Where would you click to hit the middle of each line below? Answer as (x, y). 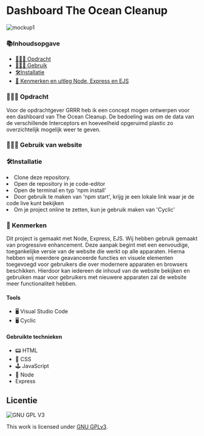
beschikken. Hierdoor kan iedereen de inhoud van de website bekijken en (98, 271)
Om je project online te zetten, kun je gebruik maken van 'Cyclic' (95, 209)
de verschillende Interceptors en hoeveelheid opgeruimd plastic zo (90, 123)
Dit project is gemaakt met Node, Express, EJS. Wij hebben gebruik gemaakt (102, 239)
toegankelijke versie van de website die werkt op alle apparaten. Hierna (96, 251)
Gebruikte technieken (34, 336)
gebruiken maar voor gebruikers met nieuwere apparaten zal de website (97, 278)
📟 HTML (26, 350)
